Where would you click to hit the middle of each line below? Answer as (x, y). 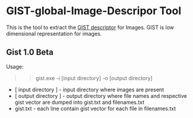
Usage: (15, 66)
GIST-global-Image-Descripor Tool (94, 11)
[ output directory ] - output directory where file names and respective (101, 95)
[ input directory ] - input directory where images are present (89, 90)
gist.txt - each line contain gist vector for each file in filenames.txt (95, 109)
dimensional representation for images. (54, 33)
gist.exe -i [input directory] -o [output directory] (94, 78)
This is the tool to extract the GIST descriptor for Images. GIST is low (90, 27)
